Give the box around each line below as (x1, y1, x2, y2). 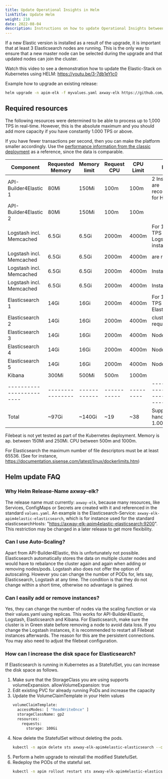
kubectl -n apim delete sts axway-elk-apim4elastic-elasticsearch (12, 744, 154, 750)
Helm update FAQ (5, 473, 61, 481)
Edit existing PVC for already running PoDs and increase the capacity (12, 688, 155, 694)
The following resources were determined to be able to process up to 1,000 (5, 118, 160, 124)
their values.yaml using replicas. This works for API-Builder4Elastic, (5, 611, 145, 617)
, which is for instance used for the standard (63, 515, 154, 521)
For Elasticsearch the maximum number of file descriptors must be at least (5, 448, 159, 454)
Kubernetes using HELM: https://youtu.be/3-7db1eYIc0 (5, 71, 117, 77)
